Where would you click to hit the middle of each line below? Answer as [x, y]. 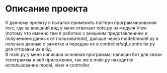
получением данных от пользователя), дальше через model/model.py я [82, 38]
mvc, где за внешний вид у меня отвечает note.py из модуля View [76, 27]
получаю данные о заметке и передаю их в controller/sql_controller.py [80, 43]
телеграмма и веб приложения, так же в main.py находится [69, 59]
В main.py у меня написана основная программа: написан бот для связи [83, 54]
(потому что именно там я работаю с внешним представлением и [76, 33]
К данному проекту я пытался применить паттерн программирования [81, 22]
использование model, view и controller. [48, 65]
